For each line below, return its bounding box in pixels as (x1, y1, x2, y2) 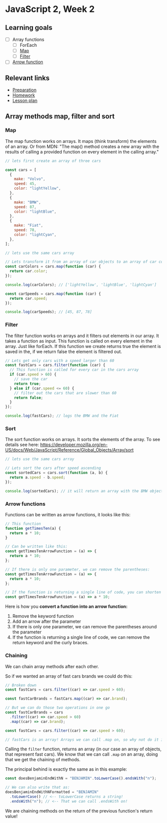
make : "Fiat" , (14, 223, 43, 228)
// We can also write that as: (5, 785, 70, 790)
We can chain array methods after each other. (5, 663, 99, 669)
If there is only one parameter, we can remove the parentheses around (12, 624, 157, 630)
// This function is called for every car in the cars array (9, 367, 139, 372)
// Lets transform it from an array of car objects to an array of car (5, 259, 157, 264)
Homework (12, 92, 35, 98)
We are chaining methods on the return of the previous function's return (5, 808, 153, 814)
